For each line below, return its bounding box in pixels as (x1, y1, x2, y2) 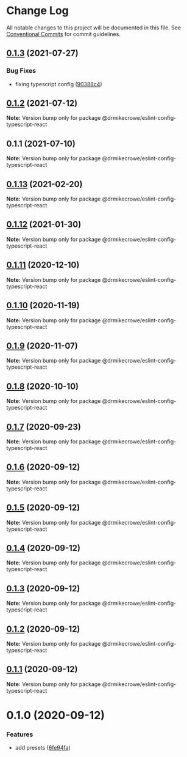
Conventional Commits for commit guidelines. (6, 30, 121, 37)
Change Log (6, 4, 69, 18)
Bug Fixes (6, 67, 37, 75)
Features (6, 730, 34, 739)
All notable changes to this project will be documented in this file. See (6, 24, 182, 31)
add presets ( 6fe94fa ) (15, 744, 71, 751)
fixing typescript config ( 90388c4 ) (15, 80, 102, 87)
